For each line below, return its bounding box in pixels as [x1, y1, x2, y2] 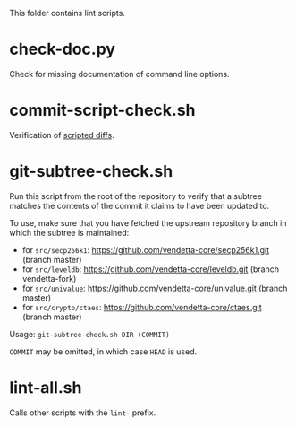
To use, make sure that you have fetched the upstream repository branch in [9, 217, 287, 228]
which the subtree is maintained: [9, 227, 130, 238]
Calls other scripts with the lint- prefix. [9, 407, 156, 418]
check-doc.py [9, 39, 116, 59]
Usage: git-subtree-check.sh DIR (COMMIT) [9, 328, 170, 339]
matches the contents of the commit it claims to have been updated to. [9, 200, 270, 211]
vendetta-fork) [21, 273, 77, 283]
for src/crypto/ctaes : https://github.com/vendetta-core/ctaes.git [21, 301, 262, 312]
